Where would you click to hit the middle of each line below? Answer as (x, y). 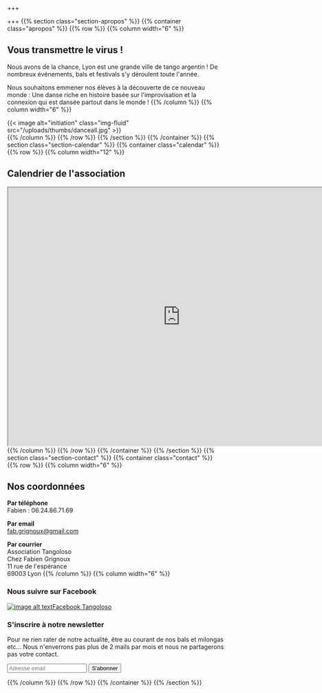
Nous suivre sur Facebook (52, 592)
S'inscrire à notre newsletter (56, 624)
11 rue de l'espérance (37, 566)
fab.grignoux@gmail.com (43, 531)
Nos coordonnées (46, 487)
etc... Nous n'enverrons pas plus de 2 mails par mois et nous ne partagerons (116, 647)
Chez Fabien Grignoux (39, 559)
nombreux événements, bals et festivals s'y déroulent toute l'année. (103, 74)
